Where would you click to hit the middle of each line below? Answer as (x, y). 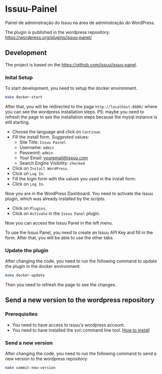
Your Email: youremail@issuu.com (54, 158)
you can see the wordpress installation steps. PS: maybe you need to (75, 112)
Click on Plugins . (29, 208)
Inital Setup (19, 77)
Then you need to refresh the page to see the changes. (61, 285)
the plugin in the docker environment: (43, 266)
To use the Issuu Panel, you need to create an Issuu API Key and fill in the (79, 232)
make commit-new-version (30, 368)
